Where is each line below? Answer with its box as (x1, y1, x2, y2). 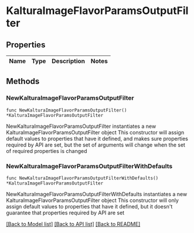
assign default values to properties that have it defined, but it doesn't (6, 203, 173, 210)
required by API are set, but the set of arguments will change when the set (6, 141, 186, 148)
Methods (6, 76, 40, 86)
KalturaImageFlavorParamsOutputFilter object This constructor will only (6, 197, 179, 204)
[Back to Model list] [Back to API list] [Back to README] (6, 220, 141, 227)
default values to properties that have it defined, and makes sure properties (6, 135, 189, 142)
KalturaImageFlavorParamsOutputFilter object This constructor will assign (6, 128, 185, 135)
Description (52, 57, 85, 65)
